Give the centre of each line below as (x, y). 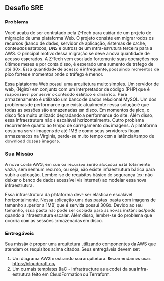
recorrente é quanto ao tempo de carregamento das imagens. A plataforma (81, 125)
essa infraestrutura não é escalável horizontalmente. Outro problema (75, 120)
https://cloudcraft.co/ (34, 264)
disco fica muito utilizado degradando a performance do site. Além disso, (79, 115)
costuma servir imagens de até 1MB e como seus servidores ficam (72, 130)
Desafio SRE (24, 8)
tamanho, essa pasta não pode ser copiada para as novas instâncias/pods (80, 210)
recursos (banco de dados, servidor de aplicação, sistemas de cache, (76, 43)
